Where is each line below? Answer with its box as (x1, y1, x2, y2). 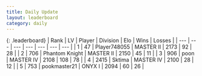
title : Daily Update (6, 9, 59, 15)
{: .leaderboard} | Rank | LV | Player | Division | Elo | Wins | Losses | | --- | (6, 37, 190, 44)
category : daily (6, 20, 47, 26)
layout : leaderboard (6, 15, 59, 21)
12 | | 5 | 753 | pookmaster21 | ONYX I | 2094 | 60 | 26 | (6, 63, 144, 70)
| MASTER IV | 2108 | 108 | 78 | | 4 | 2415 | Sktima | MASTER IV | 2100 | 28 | (6, 56, 194, 64)
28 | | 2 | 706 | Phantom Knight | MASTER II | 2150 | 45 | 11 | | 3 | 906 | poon (6, 50, 195, 57)
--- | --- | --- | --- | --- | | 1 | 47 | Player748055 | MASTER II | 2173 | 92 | (13, 43, 192, 50)
